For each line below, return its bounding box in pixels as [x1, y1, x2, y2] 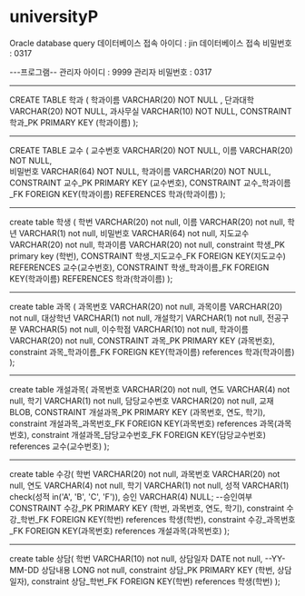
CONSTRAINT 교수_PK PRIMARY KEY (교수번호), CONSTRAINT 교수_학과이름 [9, 177, 291, 188]
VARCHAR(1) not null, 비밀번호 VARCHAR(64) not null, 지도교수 [18, 227, 250, 238]
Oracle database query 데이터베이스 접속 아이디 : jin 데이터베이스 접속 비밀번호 [9, 37, 292, 48]
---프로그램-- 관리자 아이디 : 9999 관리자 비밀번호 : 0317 [9, 66, 212, 77]
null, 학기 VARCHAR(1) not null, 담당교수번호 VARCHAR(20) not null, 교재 [9, 395, 274, 406]
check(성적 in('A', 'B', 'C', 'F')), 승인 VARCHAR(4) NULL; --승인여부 [9, 491, 252, 502]
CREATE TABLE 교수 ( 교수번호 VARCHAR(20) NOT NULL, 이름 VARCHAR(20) [9, 144, 293, 155]
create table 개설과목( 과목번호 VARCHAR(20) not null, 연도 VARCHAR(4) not [9, 383, 290, 394]
